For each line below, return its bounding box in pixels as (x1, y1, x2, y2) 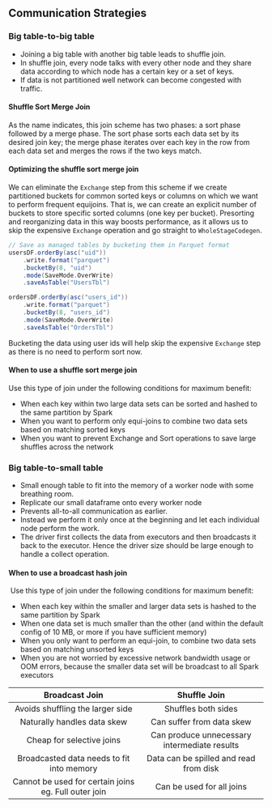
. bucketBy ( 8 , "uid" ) (23, 263, 92, 272)
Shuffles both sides (164, 704, 238, 715)
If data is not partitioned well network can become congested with (19, 74, 242, 84)
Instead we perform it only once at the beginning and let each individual (19, 515, 261, 525)
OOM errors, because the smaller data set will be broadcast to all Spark (19, 661, 259, 671)
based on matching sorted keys (19, 424, 125, 434)
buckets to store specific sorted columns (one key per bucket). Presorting (8, 208, 255, 218)
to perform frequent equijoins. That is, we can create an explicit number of (8, 200, 257, 210)
